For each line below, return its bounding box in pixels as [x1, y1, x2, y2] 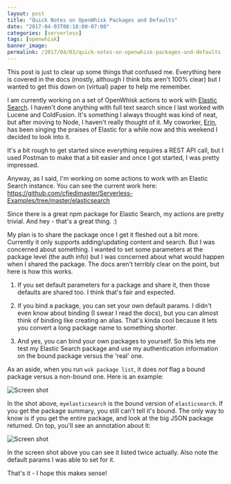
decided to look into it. [7, 132, 71, 141]
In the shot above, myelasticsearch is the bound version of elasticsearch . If [7, 399, 223, 407]
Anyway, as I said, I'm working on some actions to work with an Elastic [7, 174, 208, 182]
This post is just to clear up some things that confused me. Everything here [7, 67, 221, 76]
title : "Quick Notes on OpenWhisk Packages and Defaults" [7, 17, 178, 24]
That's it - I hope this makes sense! [7, 469, 107, 477]
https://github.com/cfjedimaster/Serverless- [7, 188, 133, 197]
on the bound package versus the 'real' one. [17, 351, 144, 360]
